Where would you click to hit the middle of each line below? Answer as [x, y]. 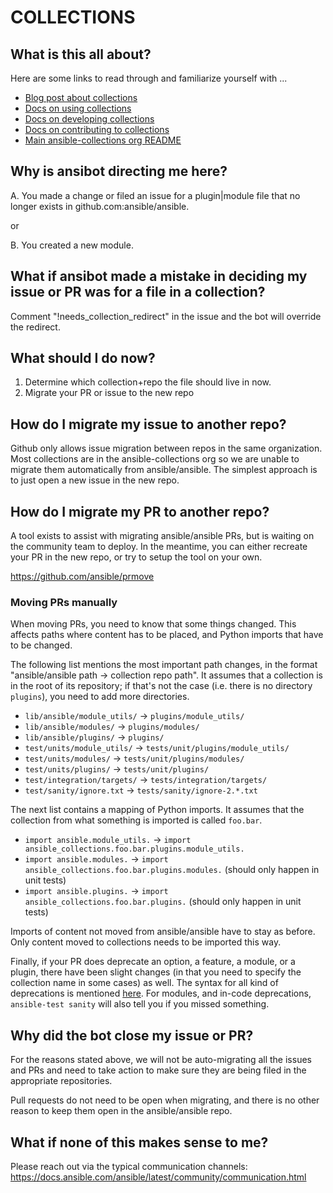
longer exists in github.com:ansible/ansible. [100, 206]
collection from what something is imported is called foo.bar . [136, 820]
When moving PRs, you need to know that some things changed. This [153, 624]
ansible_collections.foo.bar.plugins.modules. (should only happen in [172, 870]
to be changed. [41, 645]
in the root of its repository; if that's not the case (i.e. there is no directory [161, 686]
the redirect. [35, 327]
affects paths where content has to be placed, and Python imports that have [167, 635]
